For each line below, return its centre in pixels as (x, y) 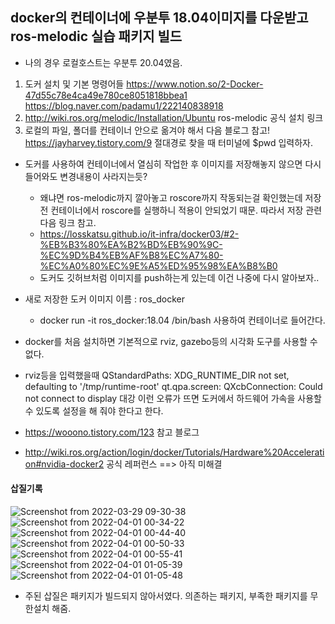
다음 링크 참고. (68, 222)
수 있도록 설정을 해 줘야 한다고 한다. (94, 410)
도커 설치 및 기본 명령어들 (74, 84)
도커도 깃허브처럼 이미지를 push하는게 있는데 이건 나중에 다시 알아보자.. (179, 277)
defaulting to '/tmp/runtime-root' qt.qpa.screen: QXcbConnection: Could (173, 386)
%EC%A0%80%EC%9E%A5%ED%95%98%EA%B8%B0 (158, 265)
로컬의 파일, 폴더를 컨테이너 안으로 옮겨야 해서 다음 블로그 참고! (147, 130)
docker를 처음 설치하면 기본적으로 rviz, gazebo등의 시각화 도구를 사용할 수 (171, 341)
